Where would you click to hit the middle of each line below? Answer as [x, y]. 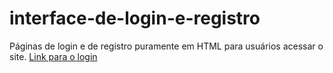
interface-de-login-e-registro [135, 18]
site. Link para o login [53, 56]
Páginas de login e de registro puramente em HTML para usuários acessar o [166, 46]
